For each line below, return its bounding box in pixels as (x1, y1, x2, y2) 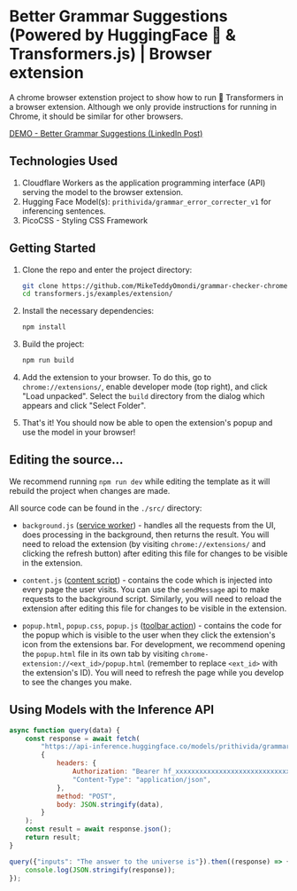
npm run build (21, 356, 74, 365)
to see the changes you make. (21, 676, 133, 687)
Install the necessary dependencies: (21, 306, 155, 317)
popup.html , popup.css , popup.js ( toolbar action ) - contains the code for (21, 620, 283, 630)
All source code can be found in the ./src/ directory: (9, 503, 202, 513)
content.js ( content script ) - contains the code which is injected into (21, 574, 273, 585)
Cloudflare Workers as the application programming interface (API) (21, 177, 266, 188)
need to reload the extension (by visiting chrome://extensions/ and (21, 538, 267, 549)
